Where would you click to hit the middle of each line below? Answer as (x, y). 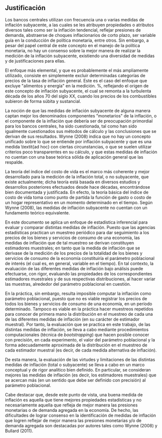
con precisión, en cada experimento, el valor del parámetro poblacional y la (80, 340)
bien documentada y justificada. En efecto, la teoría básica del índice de (77, 192)
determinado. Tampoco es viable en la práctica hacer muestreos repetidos (79, 309)
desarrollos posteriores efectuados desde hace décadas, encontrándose (78, 187)
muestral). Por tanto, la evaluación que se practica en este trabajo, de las (78, 324)
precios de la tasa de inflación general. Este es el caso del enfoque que (76, 81)
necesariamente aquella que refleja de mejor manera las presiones (71, 405)
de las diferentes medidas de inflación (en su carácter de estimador (72, 319)
